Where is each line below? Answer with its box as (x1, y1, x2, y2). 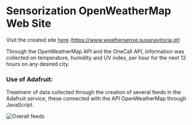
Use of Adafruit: (6, 75, 53, 84)
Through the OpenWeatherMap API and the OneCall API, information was (6, 47, 185, 55)
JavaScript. (6, 101, 34, 108)
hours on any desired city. (6, 60, 70, 68)
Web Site (6, 17, 52, 30)
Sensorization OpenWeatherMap (6, 4, 171, 18)
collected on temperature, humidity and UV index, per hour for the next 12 (6, 54, 187, 61)
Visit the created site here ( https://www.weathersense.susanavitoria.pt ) (6, 36, 181, 43)
